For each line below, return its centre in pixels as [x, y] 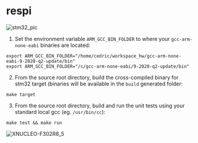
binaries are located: [66, 45]
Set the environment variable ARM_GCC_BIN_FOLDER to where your [92, 39]
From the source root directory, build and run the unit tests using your [100, 106]
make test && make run [34, 123]
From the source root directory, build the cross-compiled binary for [97, 77]
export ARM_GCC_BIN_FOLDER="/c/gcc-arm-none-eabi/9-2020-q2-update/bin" [98, 66]
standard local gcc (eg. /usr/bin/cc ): [60, 112]
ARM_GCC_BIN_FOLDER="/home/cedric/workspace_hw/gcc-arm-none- [103, 56]
